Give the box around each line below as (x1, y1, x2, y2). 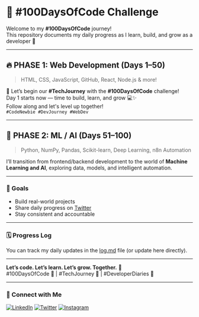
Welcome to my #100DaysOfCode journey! (6, 25, 112, 32)
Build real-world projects (14, 198, 75, 205)
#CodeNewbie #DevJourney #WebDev (6, 109, 89, 115)
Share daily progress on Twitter (14, 204, 92, 211)
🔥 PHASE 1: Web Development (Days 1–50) (6, 60, 166, 71)
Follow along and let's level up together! (6, 103, 104, 110)
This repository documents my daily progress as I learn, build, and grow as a (6, 31, 193, 38)
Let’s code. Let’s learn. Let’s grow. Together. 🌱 (6, 264, 123, 271)
